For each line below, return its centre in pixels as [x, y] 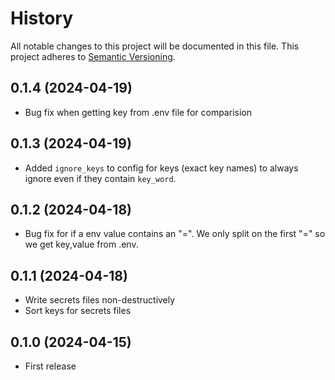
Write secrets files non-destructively [100, 300]
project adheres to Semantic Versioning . [93, 56]
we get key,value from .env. [81, 244]
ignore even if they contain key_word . [100, 178]
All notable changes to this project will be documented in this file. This [155, 46]
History [42, 18]
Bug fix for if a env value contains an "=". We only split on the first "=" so [175, 234]
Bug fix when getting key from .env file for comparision [138, 112]
